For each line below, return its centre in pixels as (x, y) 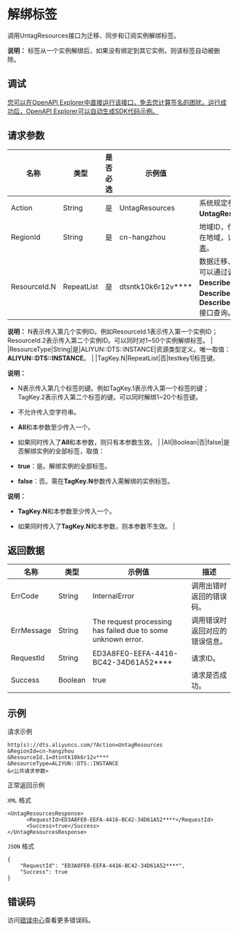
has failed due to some (130, 631)
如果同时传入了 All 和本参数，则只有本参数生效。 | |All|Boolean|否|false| (120, 442)
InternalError (113, 596)
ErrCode (25, 596)
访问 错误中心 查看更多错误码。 (51, 920)
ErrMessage (31, 631)
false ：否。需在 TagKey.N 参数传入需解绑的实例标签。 (96, 481)
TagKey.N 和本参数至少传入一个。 (66, 511)
